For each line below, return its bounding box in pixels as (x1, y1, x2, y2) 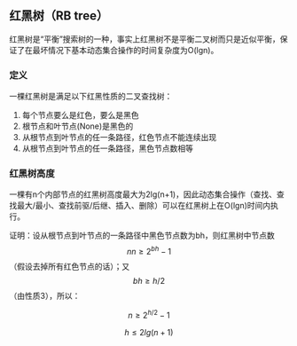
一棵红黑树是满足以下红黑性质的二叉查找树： (9, 91, 173, 102)
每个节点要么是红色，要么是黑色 (21, 110, 139, 121)
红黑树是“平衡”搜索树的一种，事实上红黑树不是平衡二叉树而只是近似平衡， (9, 34, 281, 44)
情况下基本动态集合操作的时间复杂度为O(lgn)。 (47, 44, 219, 55)
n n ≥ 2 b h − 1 (127, 245, 171, 257)
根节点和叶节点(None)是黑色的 (21, 121, 134, 131)
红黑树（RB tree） (9, 8, 109, 24)
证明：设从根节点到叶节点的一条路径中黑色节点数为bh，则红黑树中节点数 (9, 230, 275, 241)
